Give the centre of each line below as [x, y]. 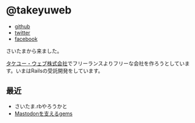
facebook [26, 39]
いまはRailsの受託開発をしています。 [59, 70]
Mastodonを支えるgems [43, 113]
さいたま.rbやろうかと [41, 106]
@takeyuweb [39, 10]
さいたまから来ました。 [34, 51]
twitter [22, 32]
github [22, 26]
